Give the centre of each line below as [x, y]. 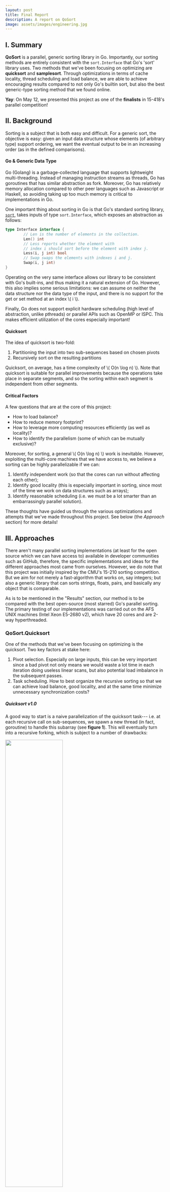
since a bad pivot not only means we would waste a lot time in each [83, 665]
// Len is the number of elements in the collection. [81, 234]
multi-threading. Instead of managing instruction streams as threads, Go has [85, 178]
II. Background [29, 121]
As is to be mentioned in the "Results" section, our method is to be [75, 598]
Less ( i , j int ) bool [45, 253]
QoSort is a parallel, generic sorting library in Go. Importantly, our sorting [82, 57]
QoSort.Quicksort [27, 633]
